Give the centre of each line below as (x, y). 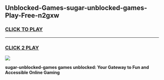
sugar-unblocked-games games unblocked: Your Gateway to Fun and (77, 67)
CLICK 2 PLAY (22, 48)
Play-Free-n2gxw (32, 16)
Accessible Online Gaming (32, 72)
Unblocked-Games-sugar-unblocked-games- (76, 8)
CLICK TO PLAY (24, 30)
